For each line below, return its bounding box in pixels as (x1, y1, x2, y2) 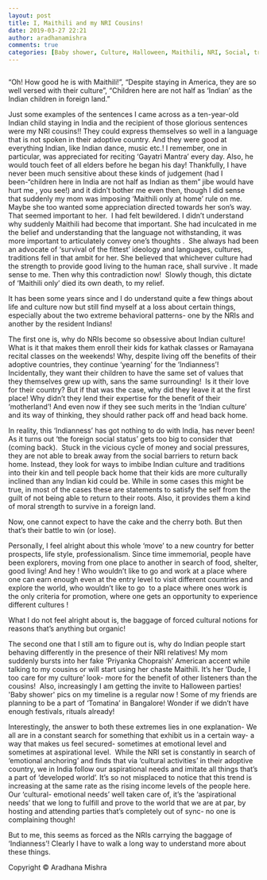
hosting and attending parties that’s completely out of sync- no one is (8, 807, 236, 816)
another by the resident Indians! (8, 319, 113, 328)
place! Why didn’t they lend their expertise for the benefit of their (8, 394, 221, 403)
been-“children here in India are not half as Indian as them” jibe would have (8, 177, 254, 187)
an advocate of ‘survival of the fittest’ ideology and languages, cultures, (8, 245, 244, 254)
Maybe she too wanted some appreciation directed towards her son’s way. (8, 203, 252, 211)
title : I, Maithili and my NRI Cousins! (8, 19, 145, 27)
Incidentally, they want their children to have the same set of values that (8, 369, 244, 377)
